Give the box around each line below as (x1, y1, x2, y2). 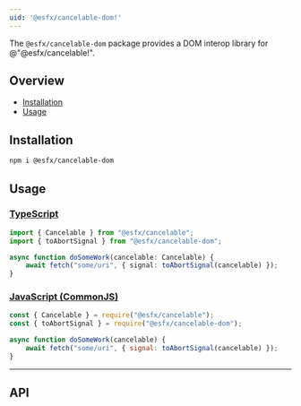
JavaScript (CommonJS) (9, 290, 119, 303)
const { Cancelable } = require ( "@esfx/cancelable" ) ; (9, 311, 215, 320)
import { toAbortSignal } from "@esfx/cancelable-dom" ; (9, 237, 222, 246)
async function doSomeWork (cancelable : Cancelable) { (9, 253, 215, 262)
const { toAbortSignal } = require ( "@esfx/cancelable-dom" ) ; (9, 319, 243, 328)
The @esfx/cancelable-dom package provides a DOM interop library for (9, 38, 269, 48)
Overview (9, 73, 65, 89)
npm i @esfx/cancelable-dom (9, 156, 115, 166)
